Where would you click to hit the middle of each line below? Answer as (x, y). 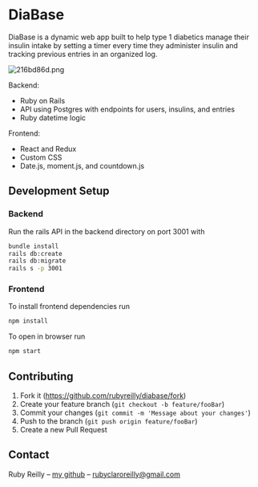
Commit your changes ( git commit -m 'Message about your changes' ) (135, 412)
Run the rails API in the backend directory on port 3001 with (107, 231)
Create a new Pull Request (64, 429)
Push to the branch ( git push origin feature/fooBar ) (109, 421)
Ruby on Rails (42, 100)
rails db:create (35, 254)
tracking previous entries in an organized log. (83, 54)
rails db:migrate (37, 261)
